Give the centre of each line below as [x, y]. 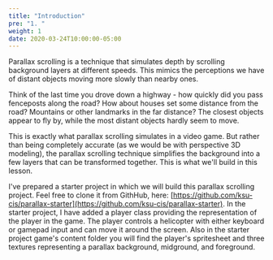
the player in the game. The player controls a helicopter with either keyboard [136, 221]
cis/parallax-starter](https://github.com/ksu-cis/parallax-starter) [116, 204]
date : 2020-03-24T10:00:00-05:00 [65, 39]
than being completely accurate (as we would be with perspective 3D [125, 145]
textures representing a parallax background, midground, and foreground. [132, 247]
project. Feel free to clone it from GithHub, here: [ [91, 195]
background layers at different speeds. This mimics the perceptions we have [136, 71]
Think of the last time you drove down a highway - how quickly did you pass [136, 95]
